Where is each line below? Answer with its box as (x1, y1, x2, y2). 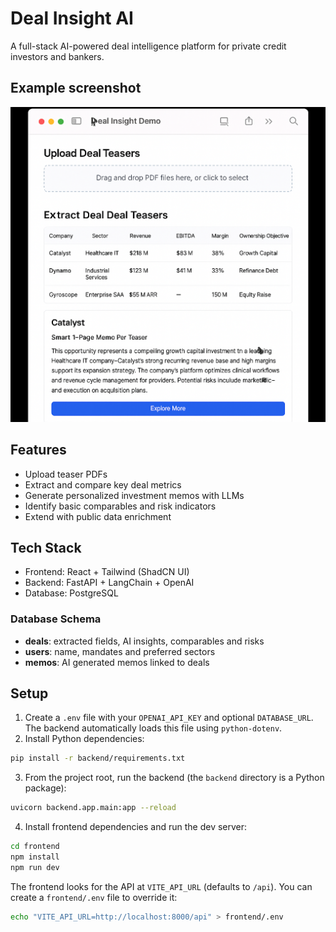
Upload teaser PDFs (24, 468, 108, 480)
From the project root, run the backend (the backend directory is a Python (24, 772, 325, 784)
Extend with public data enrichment (24, 510, 172, 522)
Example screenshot (10, 80, 142, 97)
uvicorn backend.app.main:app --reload (10, 803, 177, 813)
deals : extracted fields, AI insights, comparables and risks (24, 635, 265, 647)
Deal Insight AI (10, 7, 134, 30)
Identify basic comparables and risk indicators (24, 500, 217, 512)
